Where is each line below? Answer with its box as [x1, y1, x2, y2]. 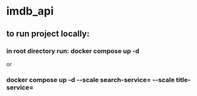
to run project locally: [6, 29, 90, 39]
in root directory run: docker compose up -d [6, 47, 139, 55]
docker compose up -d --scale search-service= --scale [6, 75, 175, 84]
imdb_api [6, 4, 54, 18]
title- [176, 75, 191, 84]
